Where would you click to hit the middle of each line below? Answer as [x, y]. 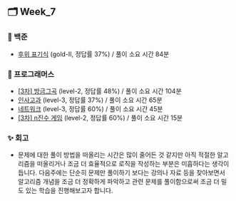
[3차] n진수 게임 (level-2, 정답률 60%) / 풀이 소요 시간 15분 [100, 118]
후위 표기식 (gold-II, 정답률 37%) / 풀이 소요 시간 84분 [93, 54]
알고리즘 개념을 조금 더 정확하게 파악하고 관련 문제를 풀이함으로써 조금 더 [118, 182]
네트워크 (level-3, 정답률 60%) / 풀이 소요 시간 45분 [90, 108]
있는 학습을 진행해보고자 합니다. [69, 190]
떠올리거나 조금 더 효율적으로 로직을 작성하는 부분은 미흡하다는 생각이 [133, 164]
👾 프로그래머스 [31, 74]
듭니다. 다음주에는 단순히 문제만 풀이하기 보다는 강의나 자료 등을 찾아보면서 [122, 172]
